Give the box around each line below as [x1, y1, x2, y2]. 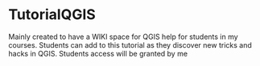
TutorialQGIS [8, 6, 97, 24]
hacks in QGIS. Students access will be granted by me [8, 49, 188, 58]
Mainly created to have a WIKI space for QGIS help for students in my [8, 32, 239, 41]
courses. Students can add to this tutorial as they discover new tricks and [8, 40, 252, 49]
